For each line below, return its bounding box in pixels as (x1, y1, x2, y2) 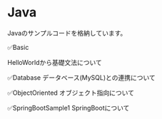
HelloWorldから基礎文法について (7, 58, 102, 66)
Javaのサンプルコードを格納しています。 (7, 29, 127, 37)
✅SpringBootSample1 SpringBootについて (7, 103, 130, 112)
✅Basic (7, 43, 29, 51)
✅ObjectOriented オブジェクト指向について (7, 88, 134, 97)
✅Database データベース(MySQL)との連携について (7, 73, 156, 82)
